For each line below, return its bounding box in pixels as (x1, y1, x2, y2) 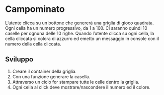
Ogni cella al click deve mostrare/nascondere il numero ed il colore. (12, 84, 151, 90)
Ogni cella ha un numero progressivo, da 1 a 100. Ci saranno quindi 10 (5, 25, 148, 31)
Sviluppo (5, 55, 34, 64)
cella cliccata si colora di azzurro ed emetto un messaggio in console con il (5, 36, 159, 42)
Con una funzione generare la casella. (12, 73, 90, 80)
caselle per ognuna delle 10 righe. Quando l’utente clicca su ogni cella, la (5, 30, 154, 36)
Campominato (5, 3, 65, 15)
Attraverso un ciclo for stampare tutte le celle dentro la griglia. (12, 79, 140, 85)
